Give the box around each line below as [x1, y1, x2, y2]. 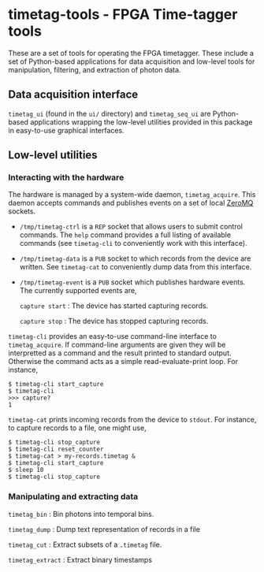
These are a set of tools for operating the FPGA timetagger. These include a [8, 48, 255, 58]
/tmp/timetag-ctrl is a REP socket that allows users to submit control [19, 222, 243, 232]
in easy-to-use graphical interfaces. [8, 125, 125, 135]
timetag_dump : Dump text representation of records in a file [8, 524, 201, 533]
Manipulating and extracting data [8, 491, 139, 502]
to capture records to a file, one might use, [8, 423, 147, 433]
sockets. [8, 206, 36, 216]
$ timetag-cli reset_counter [8, 445, 104, 454]
